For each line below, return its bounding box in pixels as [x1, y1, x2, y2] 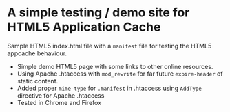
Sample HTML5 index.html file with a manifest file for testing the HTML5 [7, 42, 212, 50]
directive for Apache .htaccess [17, 91, 105, 100]
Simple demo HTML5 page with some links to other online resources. [17, 62, 213, 70]
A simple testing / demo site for [7, 5, 190, 20]
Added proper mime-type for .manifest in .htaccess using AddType [17, 84, 202, 92]
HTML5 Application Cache [7, 19, 161, 35]
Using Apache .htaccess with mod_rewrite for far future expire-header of [17, 70, 223, 78]
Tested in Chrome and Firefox [17, 98, 102, 107]
